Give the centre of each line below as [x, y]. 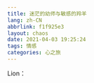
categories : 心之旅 [34, 53]
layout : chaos [28, 33]
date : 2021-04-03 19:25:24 [47, 40]
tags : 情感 [22, 46]
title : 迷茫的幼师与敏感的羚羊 [47, 14]
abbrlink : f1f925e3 [36, 27]
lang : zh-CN [25, 20]
